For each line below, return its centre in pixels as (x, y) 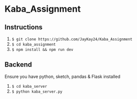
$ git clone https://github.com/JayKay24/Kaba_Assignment (72, 39)
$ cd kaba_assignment (34, 45)
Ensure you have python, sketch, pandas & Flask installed (62, 76)
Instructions (23, 27)
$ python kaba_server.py (37, 92)
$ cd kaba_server (29, 86)
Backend (18, 65)
